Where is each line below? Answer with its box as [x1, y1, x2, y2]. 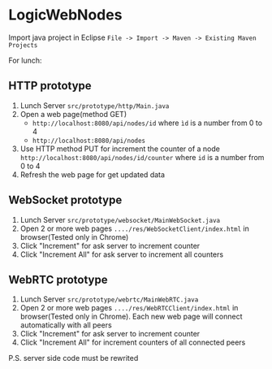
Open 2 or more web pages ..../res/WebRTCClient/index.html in [19, 303, 239, 313]
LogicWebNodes [8, 6, 123, 24]
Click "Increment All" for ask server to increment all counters [19, 250, 224, 259]
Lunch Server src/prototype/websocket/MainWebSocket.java [19, 215, 221, 224]
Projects [8, 41, 38, 50]
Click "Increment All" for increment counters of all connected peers [19, 337, 246, 347]
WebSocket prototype [8, 193, 123, 207]
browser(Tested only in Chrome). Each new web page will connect [19, 311, 243, 322]
